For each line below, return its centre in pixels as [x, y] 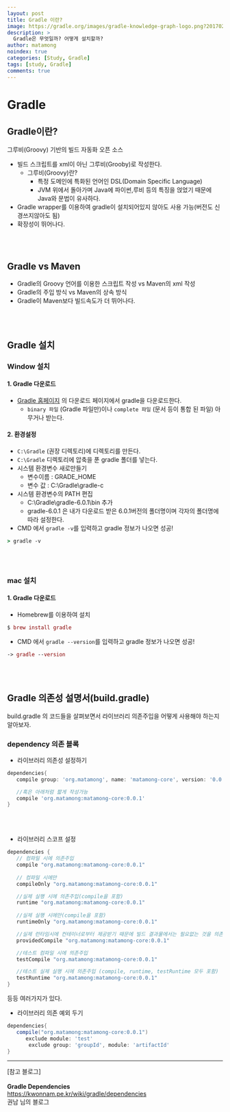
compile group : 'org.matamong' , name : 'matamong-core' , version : [111, 779]
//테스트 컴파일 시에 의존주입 [52, 953]
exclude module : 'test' [59, 1039]
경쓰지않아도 [34, 215]
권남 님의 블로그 [28, 1102]
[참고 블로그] [24, 1072]
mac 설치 [22, 580]
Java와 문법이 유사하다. [69, 198]
